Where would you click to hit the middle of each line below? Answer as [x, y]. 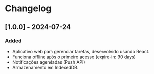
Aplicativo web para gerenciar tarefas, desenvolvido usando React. [81, 51]
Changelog [28, 9]
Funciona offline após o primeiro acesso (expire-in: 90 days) [74, 57]
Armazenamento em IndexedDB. [45, 67]
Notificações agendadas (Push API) [49, 62]
